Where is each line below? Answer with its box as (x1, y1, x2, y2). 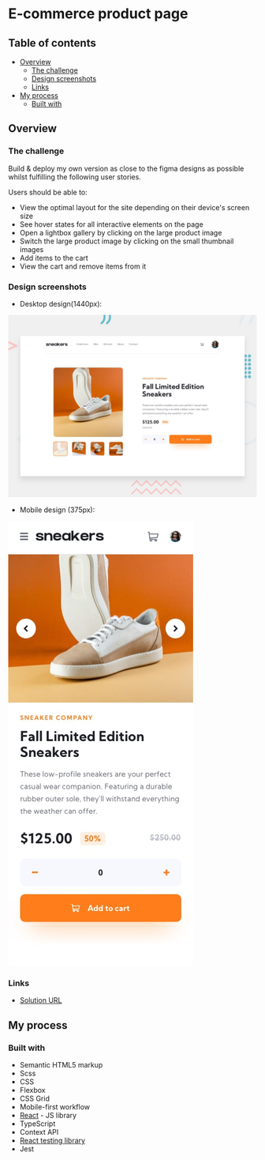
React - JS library (19, 1111, 77, 1120)
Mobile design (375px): (19, 505, 95, 514)
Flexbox (19, 1086, 46, 1095)
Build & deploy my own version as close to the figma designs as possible (8, 164, 244, 173)
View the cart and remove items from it (19, 262, 147, 271)
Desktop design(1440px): (19, 299, 103, 308)
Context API (19, 1128, 59, 1137)
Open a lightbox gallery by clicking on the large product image (19, 228, 222, 237)
